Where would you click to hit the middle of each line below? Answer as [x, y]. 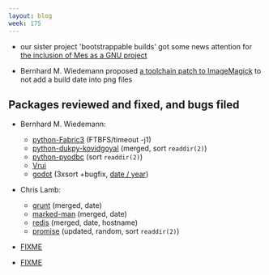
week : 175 [25, 23]
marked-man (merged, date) [79, 214]
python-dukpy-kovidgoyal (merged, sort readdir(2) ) [120, 148]
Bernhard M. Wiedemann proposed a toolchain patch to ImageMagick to [141, 70]
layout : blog [30, 16]
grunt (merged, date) [67, 205]
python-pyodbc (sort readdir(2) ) [88, 157]
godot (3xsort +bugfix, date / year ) [90, 174]
